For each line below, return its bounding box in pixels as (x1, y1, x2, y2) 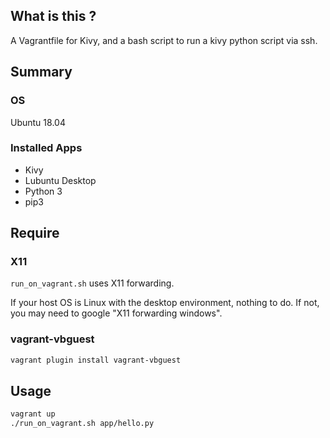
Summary (10, 64, 73, 81)
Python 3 (24, 185, 63, 197)
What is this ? (10, 8, 97, 25)
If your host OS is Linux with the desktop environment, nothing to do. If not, (10, 297, 320, 309)
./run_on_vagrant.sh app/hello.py (10, 419, 155, 429)
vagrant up (10, 409, 56, 419)
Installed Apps (10, 141, 83, 155)
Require (10, 225, 60, 242)
